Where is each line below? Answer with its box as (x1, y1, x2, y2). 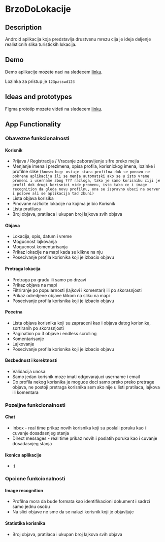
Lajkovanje (12, 341, 34, 347)
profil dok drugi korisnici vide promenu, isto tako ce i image (12, 183, 147, 188)
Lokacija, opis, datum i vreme (12, 233, 72, 239)
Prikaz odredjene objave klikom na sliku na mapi (12, 292, 110, 298)
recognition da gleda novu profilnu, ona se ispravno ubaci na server (12, 187, 161, 192)
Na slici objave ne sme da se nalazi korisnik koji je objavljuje (12, 509, 134, 515)
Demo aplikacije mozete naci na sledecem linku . (5, 69, 102, 75)
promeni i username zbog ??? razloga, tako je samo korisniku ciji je (12, 178, 161, 183)
